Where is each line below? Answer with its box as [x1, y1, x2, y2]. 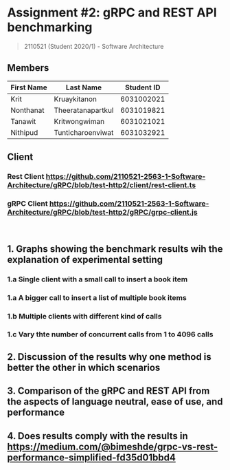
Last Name [65, 83, 102, 92]
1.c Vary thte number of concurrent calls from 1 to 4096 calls [7, 330, 214, 339]
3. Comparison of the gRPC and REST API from [7, 385, 210, 397]
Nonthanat [10, 105, 45, 115]
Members [7, 62, 49, 74]
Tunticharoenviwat [54, 127, 114, 137]
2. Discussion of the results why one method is [7, 351, 211, 363]
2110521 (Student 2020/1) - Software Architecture [23, 42, 164, 50]
